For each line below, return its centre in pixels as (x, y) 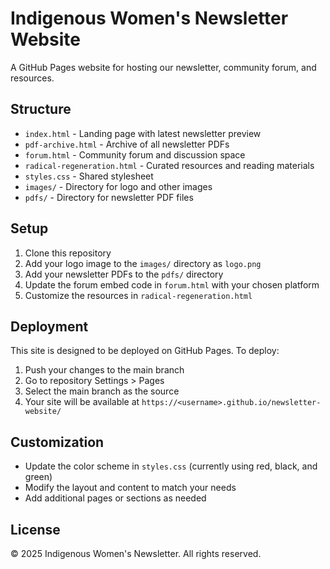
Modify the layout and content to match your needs (130, 488)
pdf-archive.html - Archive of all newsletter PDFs (127, 144)
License (35, 529)
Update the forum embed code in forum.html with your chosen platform (172, 284)
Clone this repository (68, 253)
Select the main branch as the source (102, 391)
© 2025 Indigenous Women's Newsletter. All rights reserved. (136, 553)
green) (38, 477)
